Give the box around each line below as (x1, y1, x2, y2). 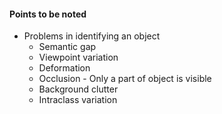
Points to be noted (9, 8, 87, 20)
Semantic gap (38, 41, 97, 53)
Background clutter (38, 83, 119, 95)
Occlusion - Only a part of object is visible (38, 73, 212, 85)
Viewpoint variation (38, 51, 119, 64)
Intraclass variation (38, 94, 118, 106)
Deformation (38, 62, 91, 74)
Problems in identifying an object (23, 30, 161, 42)
